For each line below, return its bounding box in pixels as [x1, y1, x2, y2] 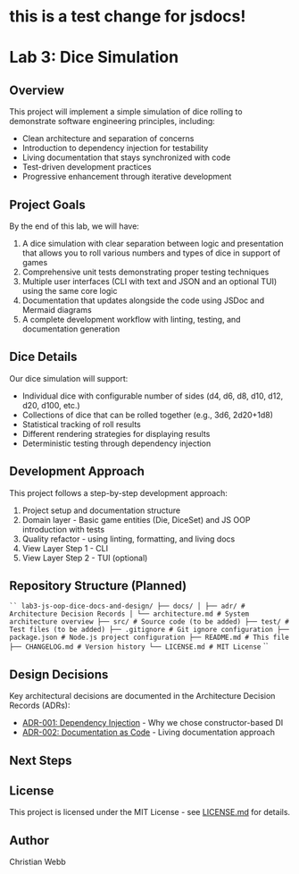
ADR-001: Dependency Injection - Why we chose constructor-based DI [21, 718, 284, 728]
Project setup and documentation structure [21, 505, 181, 516]
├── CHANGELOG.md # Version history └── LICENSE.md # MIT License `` [9, 641, 269, 651]
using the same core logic [21, 286, 118, 296]
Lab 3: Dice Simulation [9, 47, 179, 68]
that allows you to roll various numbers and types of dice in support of [21, 248, 281, 258]
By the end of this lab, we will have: [9, 221, 140, 231]
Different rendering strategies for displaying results [21, 428, 211, 439]
